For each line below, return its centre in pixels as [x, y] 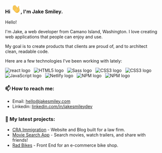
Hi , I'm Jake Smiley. [34, 11]
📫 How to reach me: [30, 88]
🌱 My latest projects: [30, 119]
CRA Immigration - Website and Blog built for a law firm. [69, 130]
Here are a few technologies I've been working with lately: [64, 61]
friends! [20, 140]
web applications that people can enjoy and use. [54, 37]
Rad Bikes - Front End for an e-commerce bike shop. [65, 145]
